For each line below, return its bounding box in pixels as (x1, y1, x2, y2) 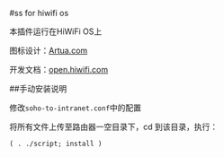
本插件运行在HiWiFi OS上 (9, 26, 103, 37)
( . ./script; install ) (9, 139, 103, 148)
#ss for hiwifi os (9, 8, 69, 18)
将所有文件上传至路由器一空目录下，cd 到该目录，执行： (9, 121, 219, 132)
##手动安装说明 (9, 83, 67, 93)
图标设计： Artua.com (9, 45, 88, 56)
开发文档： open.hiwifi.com (9, 65, 109, 74)
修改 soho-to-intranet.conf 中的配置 (9, 102, 142, 113)
